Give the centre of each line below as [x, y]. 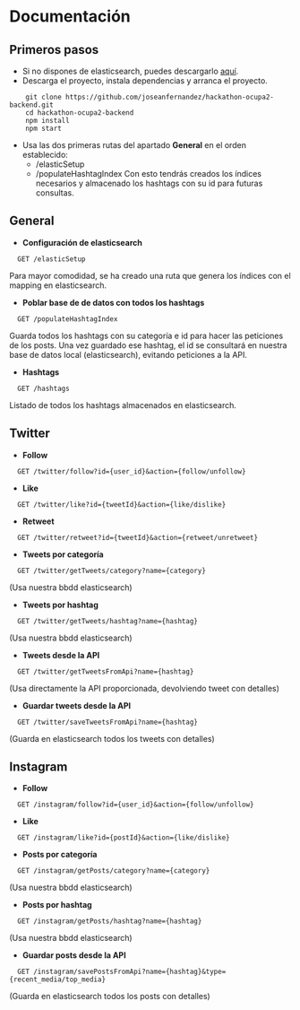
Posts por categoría [60, 855]
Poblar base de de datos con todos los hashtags [113, 302]
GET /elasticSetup [52, 259]
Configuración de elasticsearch [82, 242]
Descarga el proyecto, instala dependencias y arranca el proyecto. [145, 81]
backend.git [31, 105]
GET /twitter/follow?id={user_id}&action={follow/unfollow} [132, 471]
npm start [44, 128]
